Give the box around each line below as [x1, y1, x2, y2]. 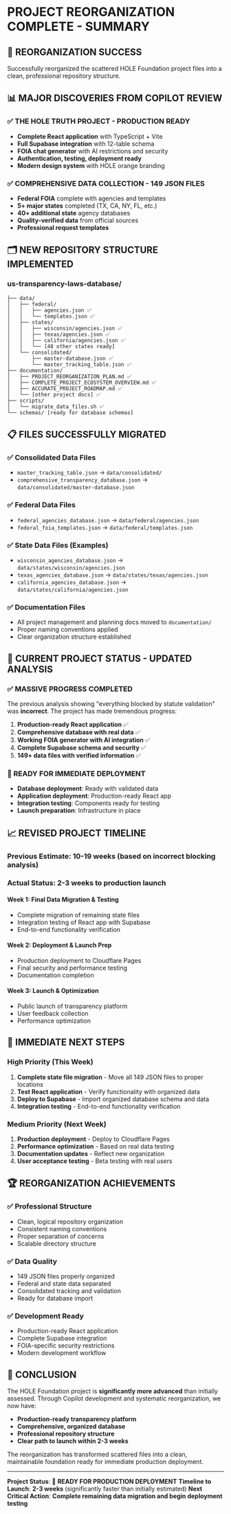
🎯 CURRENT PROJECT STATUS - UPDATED [7, 652, 192, 664]
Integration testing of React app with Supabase [16, 918, 151, 926]
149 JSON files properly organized [16, 1272, 115, 1281]
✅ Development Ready [7, 1311, 85, 1321]
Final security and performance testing [16, 963, 128, 972]
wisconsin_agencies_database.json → [16, 555, 124, 564]
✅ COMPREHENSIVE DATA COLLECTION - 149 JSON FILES [7, 178, 205, 188]
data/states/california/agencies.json [16, 586, 129, 593]
